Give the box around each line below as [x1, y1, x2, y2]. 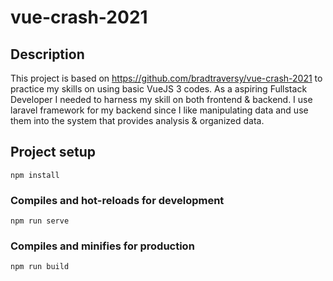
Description [10, 46, 85, 63]
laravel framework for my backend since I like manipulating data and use [10, 104, 309, 116]
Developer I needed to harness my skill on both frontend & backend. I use [10, 94, 313, 105]
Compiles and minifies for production [10, 239, 195, 253]
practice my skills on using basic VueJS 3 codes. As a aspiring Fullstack [10, 83, 308, 95]
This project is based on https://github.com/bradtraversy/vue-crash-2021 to [10, 72, 323, 84]
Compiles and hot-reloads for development [10, 193, 225, 207]
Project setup [10, 144, 97, 161]
